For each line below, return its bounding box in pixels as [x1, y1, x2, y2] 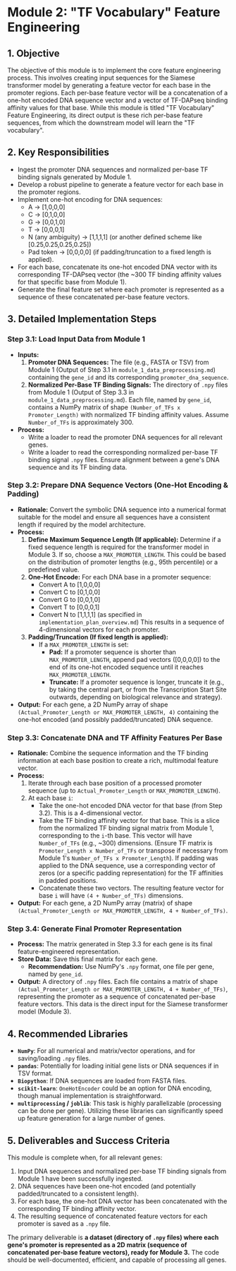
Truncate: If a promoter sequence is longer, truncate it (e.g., [49, 677, 224, 686]
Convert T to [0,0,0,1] [38, 603, 100, 611]
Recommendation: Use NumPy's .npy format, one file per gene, [27, 963, 215, 971]
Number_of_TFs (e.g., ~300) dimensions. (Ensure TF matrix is [38, 839, 213, 848]
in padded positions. [38, 877, 99, 885]
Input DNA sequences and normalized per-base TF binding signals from [17, 1167, 227, 1176]
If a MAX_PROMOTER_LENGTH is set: [38, 640, 129, 649]
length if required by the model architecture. [17, 520, 146, 529]
